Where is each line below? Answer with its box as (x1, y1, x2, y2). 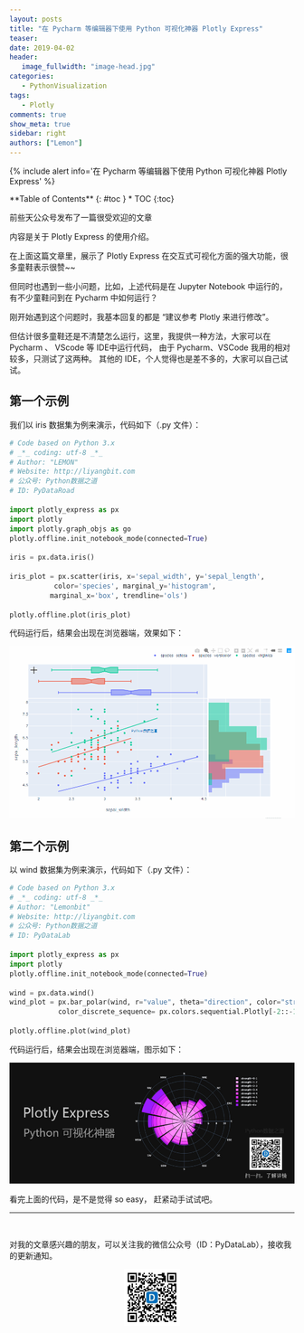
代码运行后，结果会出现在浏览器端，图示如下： (9, 1044, 184, 1054)
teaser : (9, 33, 39, 43)
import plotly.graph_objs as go (9, 525, 131, 534)
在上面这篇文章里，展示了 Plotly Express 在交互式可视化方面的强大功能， (9, 251, 281, 261)
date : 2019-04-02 (9, 43, 75, 52)
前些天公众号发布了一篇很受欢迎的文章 (9, 213, 152, 222)
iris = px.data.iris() (9, 553, 95, 563)
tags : (9, 90, 30, 99)
